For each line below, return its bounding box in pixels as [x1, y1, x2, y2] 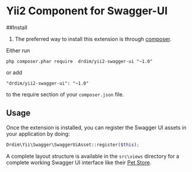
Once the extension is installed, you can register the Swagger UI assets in [6, 124, 187, 131]
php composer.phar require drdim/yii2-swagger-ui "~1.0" [6, 58, 153, 64]
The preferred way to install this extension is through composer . [14, 35, 172, 42]
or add [6, 68, 23, 76]
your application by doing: [6, 130, 70, 137]
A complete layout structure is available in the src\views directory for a [6, 152, 180, 160]
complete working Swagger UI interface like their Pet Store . [6, 159, 152, 166]
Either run [6, 46, 30, 54]
